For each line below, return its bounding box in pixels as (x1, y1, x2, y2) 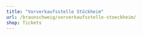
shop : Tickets (6, 20, 42, 26)
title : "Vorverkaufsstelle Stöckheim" (6, 8, 104, 15)
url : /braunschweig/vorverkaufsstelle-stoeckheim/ (6, 14, 137, 20)
